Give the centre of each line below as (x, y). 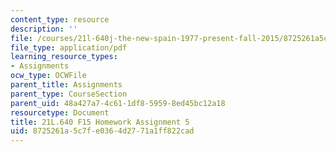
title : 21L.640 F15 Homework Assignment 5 (100, 122)
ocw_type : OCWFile (48, 76)
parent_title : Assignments (66, 85)
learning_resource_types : (64, 57)
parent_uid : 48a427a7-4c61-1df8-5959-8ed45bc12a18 (118, 103)
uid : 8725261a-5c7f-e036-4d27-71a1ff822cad (102, 131)
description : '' (44, 29)
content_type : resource (60, 19)
